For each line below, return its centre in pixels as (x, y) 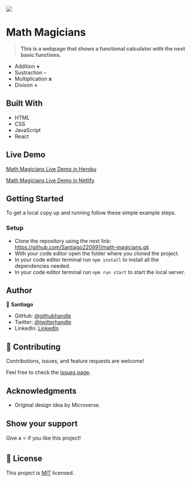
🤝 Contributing (33, 347)
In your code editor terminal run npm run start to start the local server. (100, 272)
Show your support (42, 424)
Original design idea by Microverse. (57, 405)
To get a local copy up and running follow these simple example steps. (91, 213)
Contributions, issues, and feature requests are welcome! (75, 361)
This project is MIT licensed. (40, 473)
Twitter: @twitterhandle (43, 322)
